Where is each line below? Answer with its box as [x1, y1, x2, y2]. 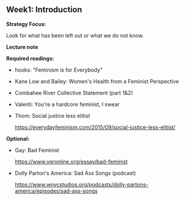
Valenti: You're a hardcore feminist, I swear [14, 101, 120, 108]
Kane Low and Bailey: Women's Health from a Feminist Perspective [14, 78, 179, 85]
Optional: [6, 135, 30, 142]
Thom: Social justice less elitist [14, 112, 90, 119]
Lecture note [6, 43, 39, 50]
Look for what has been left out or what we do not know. [6, 32, 144, 39]
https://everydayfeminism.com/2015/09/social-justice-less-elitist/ [14, 124, 176, 131]
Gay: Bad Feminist [14, 146, 59, 153]
